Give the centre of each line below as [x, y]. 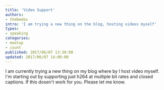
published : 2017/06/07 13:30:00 [39, 52]
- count [13, 48]
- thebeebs [17, 19]
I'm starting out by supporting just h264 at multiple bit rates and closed [79, 77]
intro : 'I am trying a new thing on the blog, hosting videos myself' [81, 24]
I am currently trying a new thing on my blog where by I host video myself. [82, 71]
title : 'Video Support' [30, 10]
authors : [14, 15]
